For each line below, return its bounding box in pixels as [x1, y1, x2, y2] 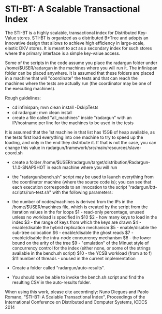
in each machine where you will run [46, 164, 118, 170]
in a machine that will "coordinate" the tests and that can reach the [5, 75, 138, 81]
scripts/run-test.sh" [12, 189, 52, 195]
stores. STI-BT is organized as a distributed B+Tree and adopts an [17, 35, 148, 41]
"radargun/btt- [128, 184, 158, 190]
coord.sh [5, 149, 23, 156]
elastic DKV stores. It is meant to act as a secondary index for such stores [5, 45, 152, 51]
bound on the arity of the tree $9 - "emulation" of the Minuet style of [12, 240, 149, 246]
